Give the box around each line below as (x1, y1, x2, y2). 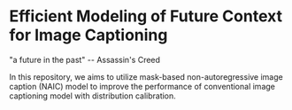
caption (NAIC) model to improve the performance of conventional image (9, 81, 276, 91)
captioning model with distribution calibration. (9, 90, 177, 101)
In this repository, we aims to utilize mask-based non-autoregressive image (9, 71, 283, 82)
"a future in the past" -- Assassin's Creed (9, 54, 161, 65)
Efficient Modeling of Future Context (9, 6, 283, 27)
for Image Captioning (9, 25, 168, 45)
